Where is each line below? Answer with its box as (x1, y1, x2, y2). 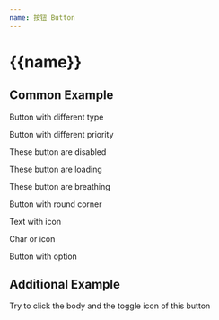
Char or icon (9, 233, 56, 244)
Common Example (9, 87, 114, 103)
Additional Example (9, 277, 121, 292)
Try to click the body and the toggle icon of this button (9, 300, 211, 311)
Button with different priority (9, 129, 114, 139)
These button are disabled (9, 146, 107, 157)
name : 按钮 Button (9, 13, 75, 22)
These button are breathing (9, 181, 110, 191)
